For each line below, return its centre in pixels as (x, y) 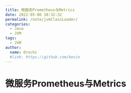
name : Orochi (24, 52)
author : (13, 48)
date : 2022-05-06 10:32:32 (34, 15)
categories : (18, 24)
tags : (11, 38)
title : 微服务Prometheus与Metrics (40, 10)
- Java (17, 29)
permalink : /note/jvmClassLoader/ (42, 19)
